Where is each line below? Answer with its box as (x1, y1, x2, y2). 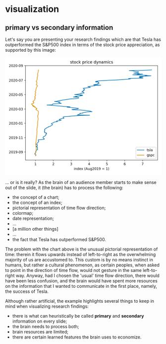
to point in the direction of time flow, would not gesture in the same (5, 267, 142, 273)
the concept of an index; (12, 200, 63, 205)
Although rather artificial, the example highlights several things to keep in (5, 298, 155, 304)
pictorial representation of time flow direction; (12, 205, 106, 211)
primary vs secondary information (5, 23, 113, 32)
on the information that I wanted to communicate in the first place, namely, (5, 283, 157, 289)
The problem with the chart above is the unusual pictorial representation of (5, 246, 158, 252)
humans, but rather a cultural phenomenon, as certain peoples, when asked (5, 262, 160, 268)
